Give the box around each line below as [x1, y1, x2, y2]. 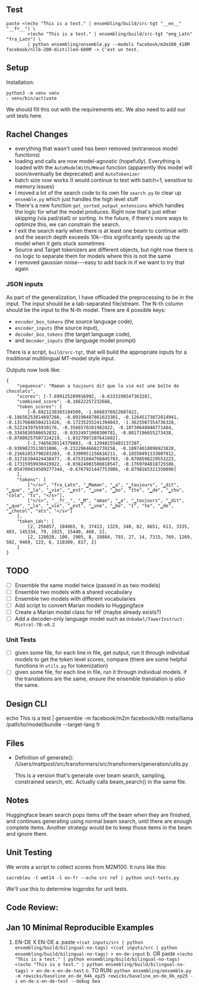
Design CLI [6, 699, 48, 709]
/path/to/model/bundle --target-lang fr [6, 721, 100, 728]
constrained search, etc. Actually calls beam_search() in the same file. [14, 778, 187, 785]
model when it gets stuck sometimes [14, 240, 105, 247]
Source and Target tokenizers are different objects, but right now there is [14, 246, 193, 254]
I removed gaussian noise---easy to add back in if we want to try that [14, 259, 185, 266]
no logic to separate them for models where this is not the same [14, 252, 171, 260]
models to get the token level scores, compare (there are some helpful [14, 656, 187, 663]
